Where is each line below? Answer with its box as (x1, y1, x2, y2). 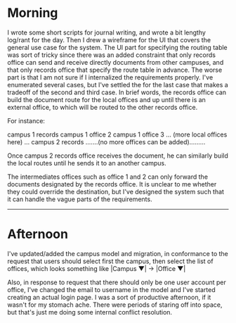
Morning (7, 5, 58, 21)
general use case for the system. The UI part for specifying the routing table (7, 43, 228, 51)
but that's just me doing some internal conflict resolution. (7, 308, 173, 316)
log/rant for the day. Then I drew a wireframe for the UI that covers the (7, 35, 211, 44)
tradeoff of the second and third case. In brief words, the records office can (7, 88, 227, 96)
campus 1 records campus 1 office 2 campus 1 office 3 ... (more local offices (7, 130, 228, 139)
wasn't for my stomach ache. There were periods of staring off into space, (7, 300, 223, 309)
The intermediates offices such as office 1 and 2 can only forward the (7, 172, 209, 181)
